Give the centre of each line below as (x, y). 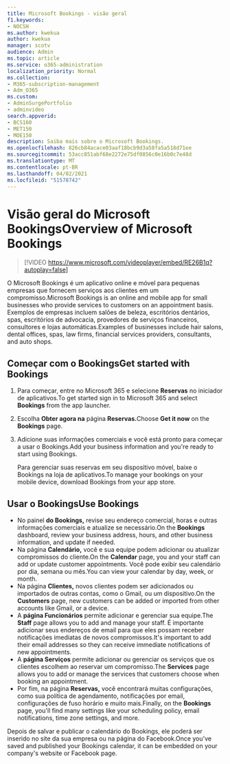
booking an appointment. (53, 681)
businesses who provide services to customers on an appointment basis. (111, 305)
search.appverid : (32, 116)
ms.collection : (29, 78)
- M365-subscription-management (53, 84)
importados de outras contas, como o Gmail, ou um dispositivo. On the (116, 593)
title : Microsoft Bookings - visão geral (67, 13)
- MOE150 (20, 135)
